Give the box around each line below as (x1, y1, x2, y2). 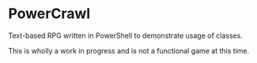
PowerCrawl (8, 5, 91, 23)
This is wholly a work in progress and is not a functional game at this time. (8, 46, 250, 55)
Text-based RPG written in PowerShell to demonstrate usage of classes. (8, 31, 243, 40)
